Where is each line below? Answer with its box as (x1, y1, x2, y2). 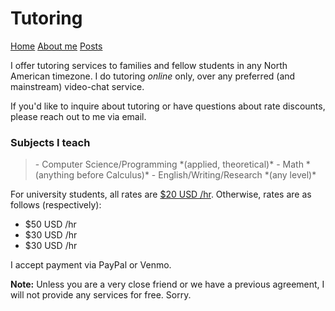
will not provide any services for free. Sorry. (10, 289, 192, 301)
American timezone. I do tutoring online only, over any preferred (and (10, 70, 296, 82)
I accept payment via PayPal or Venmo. (10, 259, 172, 271)
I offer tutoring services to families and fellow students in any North (10, 59, 288, 71)
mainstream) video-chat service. (10, 80, 145, 92)
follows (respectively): (10, 199, 102, 211)
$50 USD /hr (24, 218, 77, 231)
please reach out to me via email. (10, 110, 147, 122)
